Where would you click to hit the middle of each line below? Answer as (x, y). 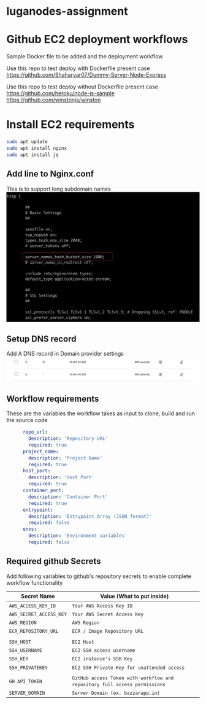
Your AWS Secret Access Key (108, 614)
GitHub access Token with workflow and (123, 678)
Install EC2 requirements (71, 125)
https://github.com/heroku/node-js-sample (61, 93)
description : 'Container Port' (68, 497)
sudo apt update (27, 142)
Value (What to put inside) (135, 596)
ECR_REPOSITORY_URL (34, 632)
